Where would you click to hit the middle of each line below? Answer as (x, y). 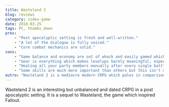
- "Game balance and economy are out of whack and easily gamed (83, 57)
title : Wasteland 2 (26, 10)
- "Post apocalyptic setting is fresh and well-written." (76, 38)
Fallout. (13, 100)
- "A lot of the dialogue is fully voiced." (62, 43)
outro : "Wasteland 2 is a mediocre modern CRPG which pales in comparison (85, 75)
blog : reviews (20, 15)
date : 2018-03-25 (23, 24)
